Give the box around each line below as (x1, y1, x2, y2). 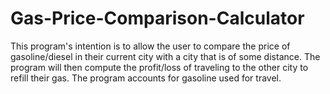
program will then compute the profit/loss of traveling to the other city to (10, 61, 309, 73)
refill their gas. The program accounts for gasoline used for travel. (10, 72, 282, 84)
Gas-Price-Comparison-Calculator (10, 7, 305, 30)
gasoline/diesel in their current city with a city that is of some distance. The (10, 50, 321, 62)
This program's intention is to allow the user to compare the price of (10, 40, 291, 52)
